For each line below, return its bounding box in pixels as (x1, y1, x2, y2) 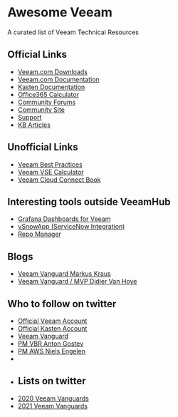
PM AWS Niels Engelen (17, 347, 85, 355)
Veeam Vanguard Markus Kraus (17, 269, 112, 278)
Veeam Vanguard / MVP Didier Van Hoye (17, 277, 137, 286)
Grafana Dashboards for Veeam (17, 215, 111, 223)
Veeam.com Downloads (17, 67, 88, 76)
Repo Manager (17, 230, 62, 239)
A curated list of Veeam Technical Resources (7, 28, 139, 36)
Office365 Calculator (17, 90, 80, 98)
